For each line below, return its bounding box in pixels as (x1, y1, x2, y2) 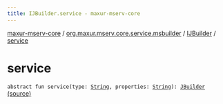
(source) (7, 89, 32, 97)
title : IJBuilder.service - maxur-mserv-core (7, 10, 140, 17)
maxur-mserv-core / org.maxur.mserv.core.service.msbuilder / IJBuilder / (7, 29, 216, 37)
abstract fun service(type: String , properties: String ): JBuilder (7, 83, 206, 90)
